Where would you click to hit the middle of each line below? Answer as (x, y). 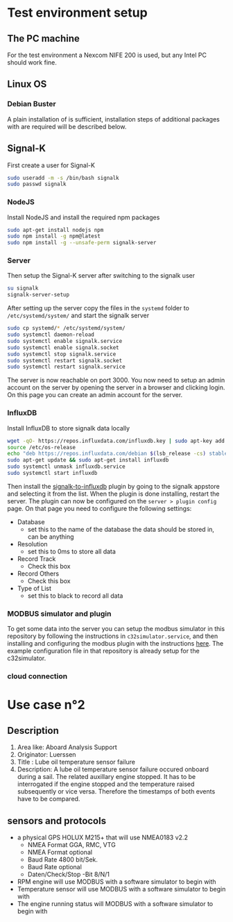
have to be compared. (49, 799)
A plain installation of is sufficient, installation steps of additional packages (113, 119)
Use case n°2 (46, 705)
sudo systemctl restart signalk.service (67, 367)
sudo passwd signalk (37, 184)
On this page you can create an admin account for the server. (95, 395)
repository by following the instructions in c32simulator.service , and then (113, 636)
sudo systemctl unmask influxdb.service (67, 467)
